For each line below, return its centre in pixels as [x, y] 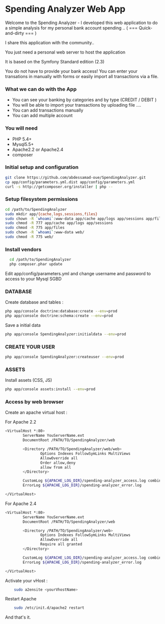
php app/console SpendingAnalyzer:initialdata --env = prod [66, 334]
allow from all [55, 467]
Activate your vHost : [26, 580]
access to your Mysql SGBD [33, 279]
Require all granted [61, 544]
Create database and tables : [34, 302]
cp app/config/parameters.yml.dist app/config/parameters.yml [70, 182]
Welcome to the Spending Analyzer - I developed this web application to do [82, 23]
